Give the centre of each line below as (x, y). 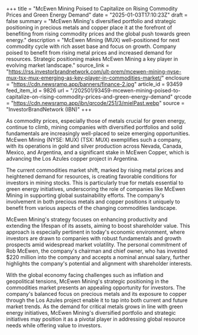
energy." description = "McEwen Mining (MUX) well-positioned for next (93, 40)
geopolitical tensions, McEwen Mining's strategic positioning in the (87, 281)
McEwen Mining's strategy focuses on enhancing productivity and (87, 219)
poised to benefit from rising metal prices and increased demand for (89, 52)
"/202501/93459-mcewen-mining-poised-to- (125, 90)
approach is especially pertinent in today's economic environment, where (95, 232)
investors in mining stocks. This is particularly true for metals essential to (95, 183)
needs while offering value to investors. (54, 325)
